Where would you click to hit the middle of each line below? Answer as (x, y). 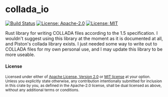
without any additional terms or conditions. (42, 90)
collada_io (27, 9)
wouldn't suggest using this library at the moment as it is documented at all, (84, 38)
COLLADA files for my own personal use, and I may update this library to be (84, 49)
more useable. (20, 55)
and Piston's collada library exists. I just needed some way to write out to (81, 43)
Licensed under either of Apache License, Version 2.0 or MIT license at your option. (78, 77)
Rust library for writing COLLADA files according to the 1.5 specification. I (81, 33)
